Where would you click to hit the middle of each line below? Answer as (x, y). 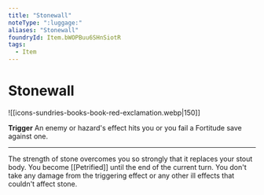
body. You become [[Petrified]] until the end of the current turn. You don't (128, 167)
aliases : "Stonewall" (44, 30)
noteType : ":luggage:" (45, 23)
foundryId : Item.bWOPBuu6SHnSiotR (65, 37)
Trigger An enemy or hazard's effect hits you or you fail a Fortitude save (125, 127)
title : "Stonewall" (40, 15)
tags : (17, 45)
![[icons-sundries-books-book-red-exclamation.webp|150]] (104, 112)
